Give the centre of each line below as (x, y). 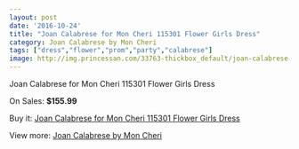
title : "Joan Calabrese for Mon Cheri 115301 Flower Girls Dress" (135, 34)
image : (21, 59)
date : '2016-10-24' (45, 26)
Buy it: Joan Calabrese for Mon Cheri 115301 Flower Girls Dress (125, 118)
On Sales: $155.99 (43, 101)
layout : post (33, 17)
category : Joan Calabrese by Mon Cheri (83, 42)
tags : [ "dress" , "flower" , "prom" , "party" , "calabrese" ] (111, 51)
